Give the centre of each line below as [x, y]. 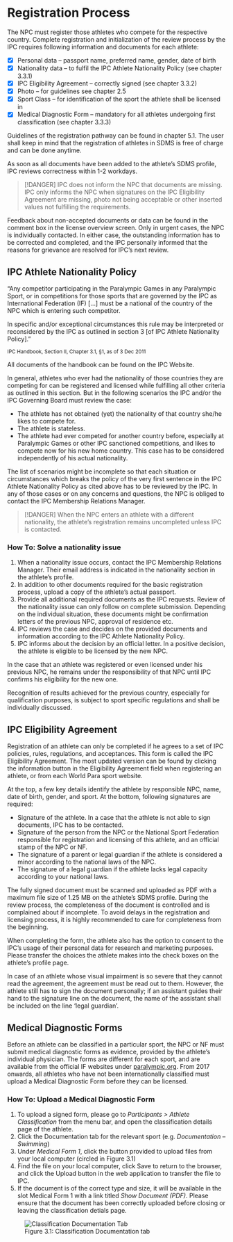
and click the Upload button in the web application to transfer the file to [119, 1174]
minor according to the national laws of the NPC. [87, 862]
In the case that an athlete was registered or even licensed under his [105, 665]
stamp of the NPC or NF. [52, 847]
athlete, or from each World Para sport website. [75, 776]
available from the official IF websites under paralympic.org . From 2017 [109, 1067]
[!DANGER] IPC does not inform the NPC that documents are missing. [123, 185]
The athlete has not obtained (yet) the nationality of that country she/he [119, 414]
